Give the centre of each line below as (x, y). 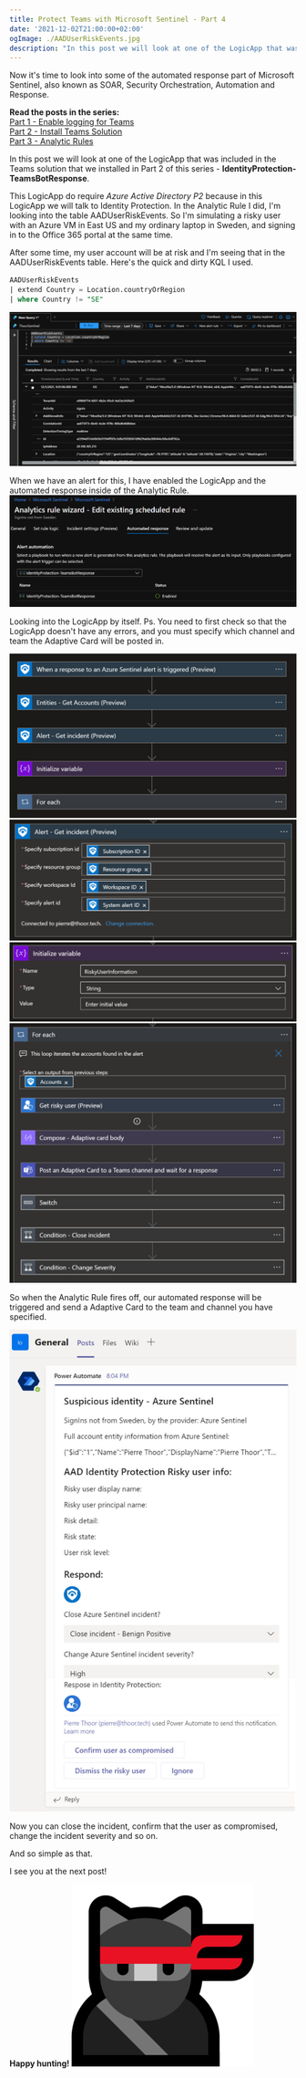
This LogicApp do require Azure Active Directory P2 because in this (136, 196)
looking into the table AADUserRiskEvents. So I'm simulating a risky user (145, 215)
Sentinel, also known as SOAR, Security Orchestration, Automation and (142, 85)
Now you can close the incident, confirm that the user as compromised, (144, 1826)
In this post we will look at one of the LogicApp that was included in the (143, 159)
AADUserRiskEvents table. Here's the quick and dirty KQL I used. (131, 262)
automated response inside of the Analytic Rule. (99, 490)
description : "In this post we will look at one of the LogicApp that (146, 48)
